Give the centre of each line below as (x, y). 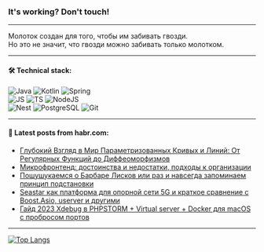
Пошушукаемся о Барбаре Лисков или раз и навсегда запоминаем (133, 175)
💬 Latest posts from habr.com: (59, 133)
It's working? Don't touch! (59, 12)
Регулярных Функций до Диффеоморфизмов (95, 159)
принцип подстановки (57, 184)
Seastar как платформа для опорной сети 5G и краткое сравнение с (134, 192)
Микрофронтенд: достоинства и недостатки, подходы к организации (135, 166)
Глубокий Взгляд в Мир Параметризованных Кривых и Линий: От (130, 150)
